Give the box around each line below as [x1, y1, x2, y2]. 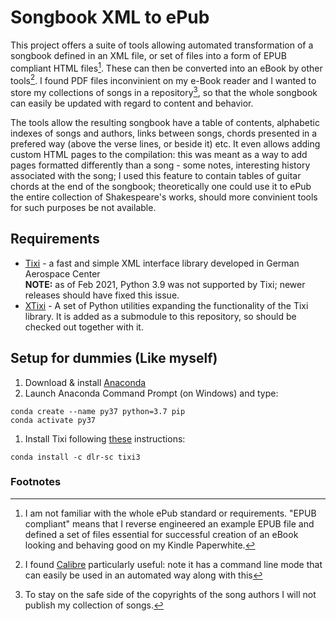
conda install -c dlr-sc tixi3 [10, 452, 141, 462]
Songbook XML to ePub [10, 6, 210, 29]
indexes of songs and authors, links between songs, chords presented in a [10, 127, 318, 139]
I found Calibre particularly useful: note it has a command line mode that [24, 558, 323, 570]
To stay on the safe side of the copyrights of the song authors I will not [24, 588, 317, 600]
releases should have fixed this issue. [24, 289, 180, 301]
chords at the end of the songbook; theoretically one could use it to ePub [10, 180, 312, 192]
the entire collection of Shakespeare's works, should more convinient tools [10, 191, 318, 203]
